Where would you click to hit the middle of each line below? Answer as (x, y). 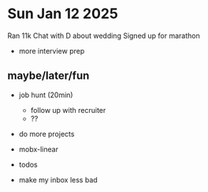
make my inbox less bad (58, 179)
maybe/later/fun (48, 76)
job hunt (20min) (46, 95)
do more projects (46, 134)
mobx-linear (38, 149)
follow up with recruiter (68, 110)
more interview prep (52, 51)
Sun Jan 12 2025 (63, 14)
